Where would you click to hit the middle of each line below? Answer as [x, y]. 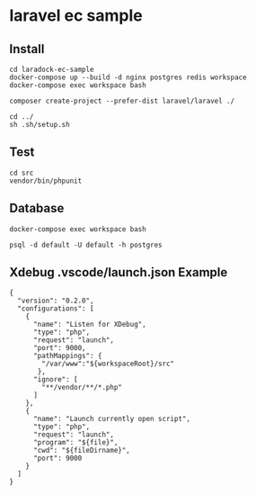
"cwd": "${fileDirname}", [81, 451]
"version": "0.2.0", [56, 301]
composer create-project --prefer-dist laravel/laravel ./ [122, 101]
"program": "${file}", [75, 443]
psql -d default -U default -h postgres [86, 245]
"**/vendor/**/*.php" [82, 388]
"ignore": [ [55, 380]
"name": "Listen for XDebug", [89, 325]
